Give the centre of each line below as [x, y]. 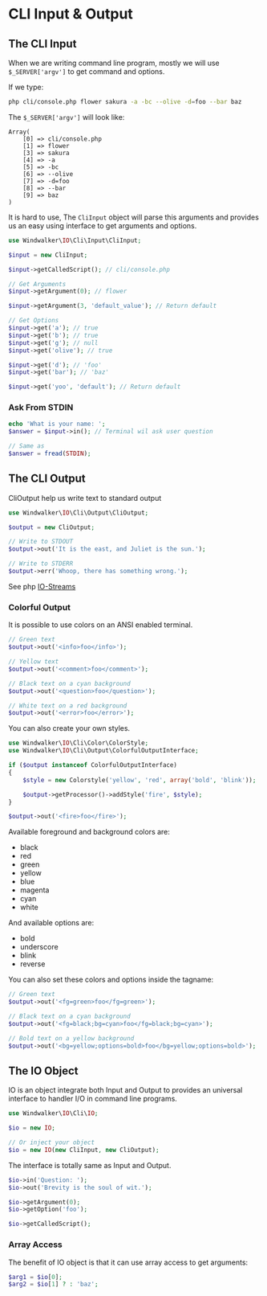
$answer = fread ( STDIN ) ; [50, 454]
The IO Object [43, 1070]
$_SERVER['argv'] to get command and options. [87, 72]
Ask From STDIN [41, 408]
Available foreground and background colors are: [89, 832]
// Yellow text [34, 662]
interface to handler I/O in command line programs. [93, 1099]
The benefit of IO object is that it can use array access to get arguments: [128, 1262]
